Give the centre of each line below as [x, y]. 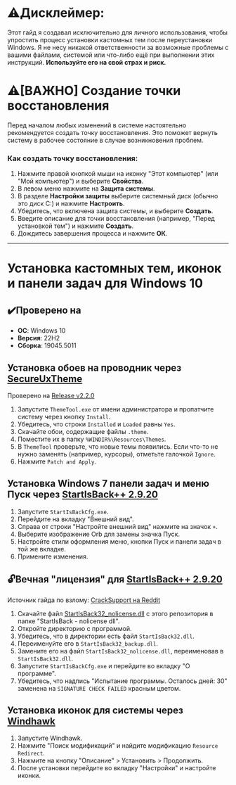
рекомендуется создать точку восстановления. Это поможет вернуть [112, 132]
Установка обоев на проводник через [94, 368]
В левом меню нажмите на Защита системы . [86, 189]
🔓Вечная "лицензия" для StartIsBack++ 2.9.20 [115, 579]
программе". [37, 673]
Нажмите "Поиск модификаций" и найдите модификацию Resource [118, 746]
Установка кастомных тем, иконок [114, 268]
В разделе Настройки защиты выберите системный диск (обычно [118, 196]
